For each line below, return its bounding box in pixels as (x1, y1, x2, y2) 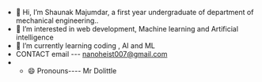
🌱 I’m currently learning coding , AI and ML (15, 41, 156, 50)
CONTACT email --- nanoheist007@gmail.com (15, 50, 168, 58)
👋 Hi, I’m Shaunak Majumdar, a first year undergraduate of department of (15, 8, 254, 17)
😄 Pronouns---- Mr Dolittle (27, 66, 117, 75)
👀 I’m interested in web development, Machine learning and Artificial (15, 24, 239, 33)
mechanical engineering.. (15, 16, 99, 25)
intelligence (15, 32, 54, 42)
